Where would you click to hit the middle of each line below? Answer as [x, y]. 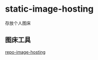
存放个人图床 [18, 23]
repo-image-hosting [25, 52]
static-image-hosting [49, 9]
